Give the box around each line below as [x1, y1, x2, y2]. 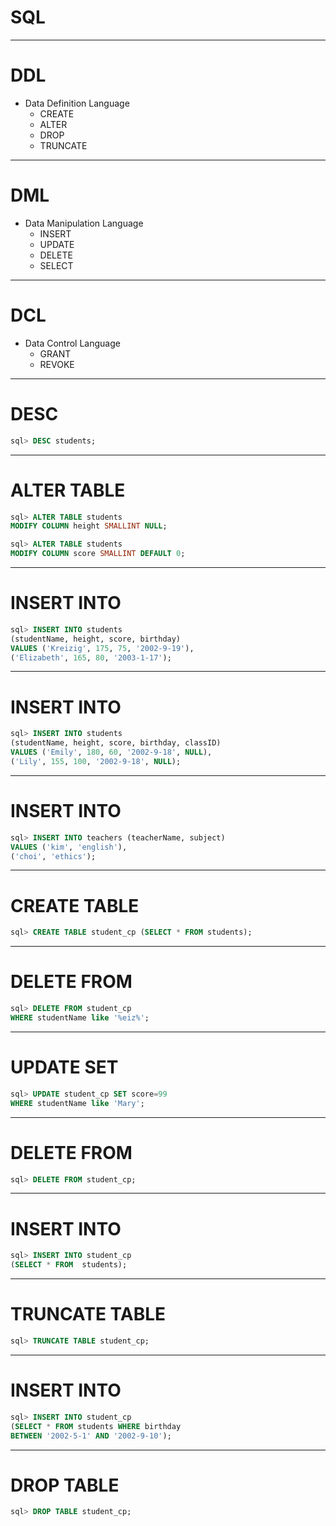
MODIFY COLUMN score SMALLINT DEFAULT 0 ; [10, 549, 186, 559]
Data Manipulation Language [24, 217, 144, 229]
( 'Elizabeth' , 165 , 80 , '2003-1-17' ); [10, 652, 172, 663]
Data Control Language [24, 337, 121, 349]
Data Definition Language [24, 97, 130, 109]
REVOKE [39, 358, 75, 370]
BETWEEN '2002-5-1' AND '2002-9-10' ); [10, 1431, 172, 1441]
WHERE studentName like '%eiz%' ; [10, 1013, 150, 1023]
